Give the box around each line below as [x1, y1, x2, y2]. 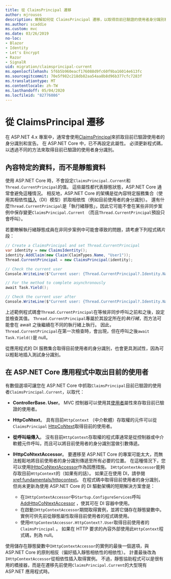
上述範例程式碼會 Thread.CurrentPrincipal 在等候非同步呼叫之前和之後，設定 [5, 309, 165, 315]
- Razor [5, 54, 22, 60]
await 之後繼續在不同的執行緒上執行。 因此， [19, 321, 114, 327]
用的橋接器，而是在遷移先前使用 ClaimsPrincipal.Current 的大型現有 [5, 562, 147, 568]
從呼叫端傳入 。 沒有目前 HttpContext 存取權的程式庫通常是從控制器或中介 [12, 434, 164, 440]
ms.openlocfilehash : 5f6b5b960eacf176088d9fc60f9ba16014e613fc [5, 69, 142, 74]
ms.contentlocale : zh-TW [5, 83, 58, 88]
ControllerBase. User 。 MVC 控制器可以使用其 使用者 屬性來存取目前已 [12, 399, 160, 405]
